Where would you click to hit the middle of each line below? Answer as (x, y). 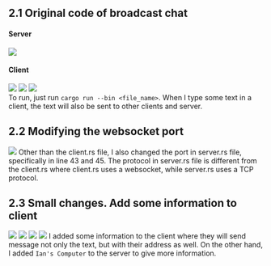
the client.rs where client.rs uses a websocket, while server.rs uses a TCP (131, 169)
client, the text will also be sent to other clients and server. (106, 106)
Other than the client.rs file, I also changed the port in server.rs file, (130, 152)
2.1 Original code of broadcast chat (98, 13)
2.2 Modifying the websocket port (96, 131)
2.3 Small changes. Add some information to (123, 203)
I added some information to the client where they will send (147, 236)
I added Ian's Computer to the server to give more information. (112, 253)
